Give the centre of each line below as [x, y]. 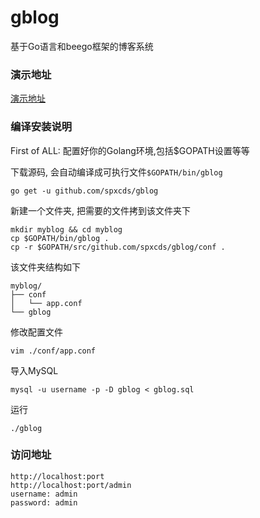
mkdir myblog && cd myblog [66, 229]
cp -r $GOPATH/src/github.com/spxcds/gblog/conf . [118, 247]
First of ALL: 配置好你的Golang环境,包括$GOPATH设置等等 [130, 150]
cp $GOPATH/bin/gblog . [60, 238]
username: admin [44, 494]
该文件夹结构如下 [45, 267]
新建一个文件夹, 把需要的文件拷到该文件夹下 [100, 210]
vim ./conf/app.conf [53, 351]
